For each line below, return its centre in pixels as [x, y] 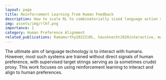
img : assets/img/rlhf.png [32, 23]
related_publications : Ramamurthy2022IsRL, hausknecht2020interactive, [80, 38]
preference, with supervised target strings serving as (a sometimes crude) [81, 62]
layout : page [19, 10]
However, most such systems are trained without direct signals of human [79, 56]
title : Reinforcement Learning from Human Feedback [59, 14]
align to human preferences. [34, 72]
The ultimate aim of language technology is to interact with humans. [74, 51]
